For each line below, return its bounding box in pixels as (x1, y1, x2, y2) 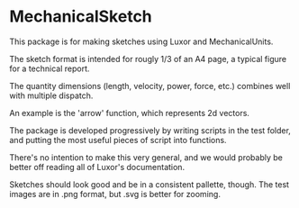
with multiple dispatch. (9, 90, 94, 101)
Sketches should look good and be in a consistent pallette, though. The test (9, 178, 290, 190)
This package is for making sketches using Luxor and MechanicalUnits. (9, 36, 274, 47)
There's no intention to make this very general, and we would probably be (9, 151, 284, 163)
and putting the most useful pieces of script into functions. (9, 134, 227, 145)
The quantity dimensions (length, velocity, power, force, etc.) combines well (9, 80, 291, 91)
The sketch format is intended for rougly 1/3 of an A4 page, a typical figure (9, 53, 287, 64)
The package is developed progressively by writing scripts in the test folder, (9, 124, 291, 136)
